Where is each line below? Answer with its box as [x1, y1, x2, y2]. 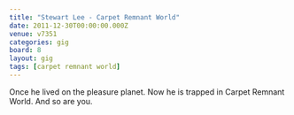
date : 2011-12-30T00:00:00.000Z [9, 21, 128, 30]
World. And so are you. [9, 96, 93, 106]
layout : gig [9, 54, 53, 63]
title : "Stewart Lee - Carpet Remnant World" [9, 12, 180, 22]
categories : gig [9, 37, 69, 47]
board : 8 [9, 46, 42, 55]
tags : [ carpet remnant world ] [9, 63, 121, 72]
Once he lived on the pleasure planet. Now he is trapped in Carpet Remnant [9, 86, 285, 97]
